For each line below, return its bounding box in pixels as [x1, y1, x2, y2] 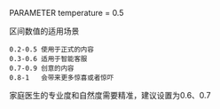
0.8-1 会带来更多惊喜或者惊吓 [9, 74, 114, 82]
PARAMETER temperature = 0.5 [9, 8, 124, 18]
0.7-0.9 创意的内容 [9, 64, 75, 73]
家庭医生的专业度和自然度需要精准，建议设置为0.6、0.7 [9, 90, 211, 100]
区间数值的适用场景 [9, 26, 80, 36]
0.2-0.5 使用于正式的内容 [9, 45, 95, 54]
